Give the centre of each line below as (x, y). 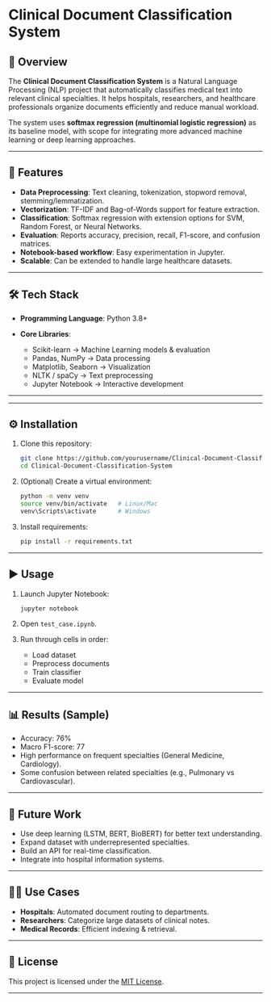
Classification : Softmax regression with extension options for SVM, (132, 218)
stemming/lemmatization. (62, 200)
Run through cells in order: (64, 639)
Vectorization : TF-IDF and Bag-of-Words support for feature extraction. (140, 209)
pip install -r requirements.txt (76, 541)
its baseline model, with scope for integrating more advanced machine (125, 131)
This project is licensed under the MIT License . (86, 981)
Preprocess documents (71, 664)
